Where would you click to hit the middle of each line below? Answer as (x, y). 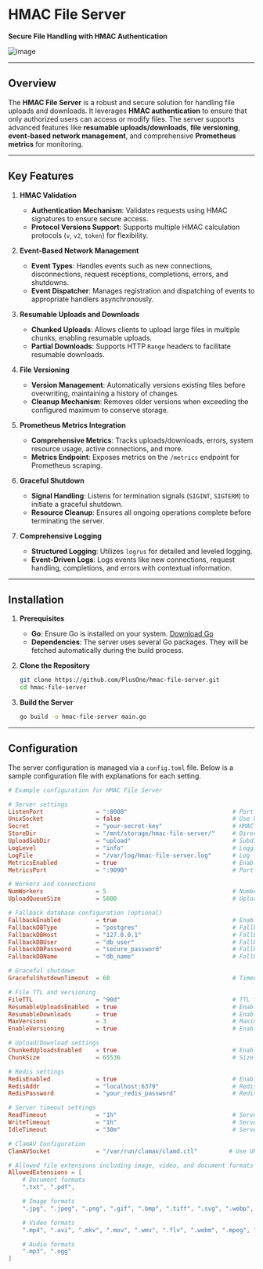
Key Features (41, 176)
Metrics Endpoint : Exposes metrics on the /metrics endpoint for (135, 457)
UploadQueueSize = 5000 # (122, 899)
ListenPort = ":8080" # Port (131, 811)
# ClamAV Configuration (47, 1143)
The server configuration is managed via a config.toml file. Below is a (121, 768)
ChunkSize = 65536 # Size (131, 1057)
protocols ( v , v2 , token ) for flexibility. (90, 235)
